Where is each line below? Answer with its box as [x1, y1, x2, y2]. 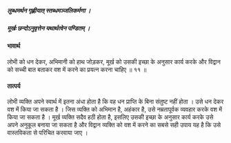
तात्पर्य [7, 82, 21, 90]
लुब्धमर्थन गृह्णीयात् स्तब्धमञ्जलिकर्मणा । [7, 6, 91, 15]
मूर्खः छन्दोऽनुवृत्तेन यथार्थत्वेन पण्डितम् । [7, 23, 90, 32]
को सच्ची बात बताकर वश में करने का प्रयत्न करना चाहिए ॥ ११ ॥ [7, 65, 147, 73]
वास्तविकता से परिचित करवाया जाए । [7, 128, 88, 137]
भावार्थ [7, 42, 21, 50]
